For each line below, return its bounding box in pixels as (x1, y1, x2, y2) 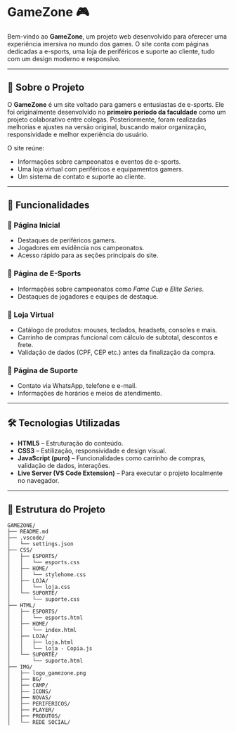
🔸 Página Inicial (7, 221, 61, 231)
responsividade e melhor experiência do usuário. (7, 130, 149, 138)
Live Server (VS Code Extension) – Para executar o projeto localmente (17, 469, 223, 477)
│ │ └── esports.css (7, 559, 80, 566)
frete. (17, 341, 34, 349)
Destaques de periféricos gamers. (17, 236, 117, 245)
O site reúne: (7, 143, 44, 152)
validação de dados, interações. (17, 462, 110, 470)
